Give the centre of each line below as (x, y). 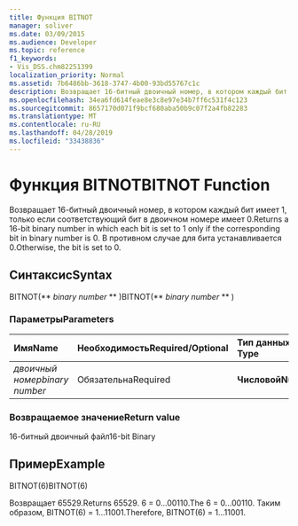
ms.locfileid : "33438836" (57, 141)
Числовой (259, 380)
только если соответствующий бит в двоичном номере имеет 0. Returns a (149, 219)
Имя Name (36, 348)
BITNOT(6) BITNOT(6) (49, 485)
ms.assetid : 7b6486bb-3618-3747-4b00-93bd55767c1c (105, 83)
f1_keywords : (33, 59)
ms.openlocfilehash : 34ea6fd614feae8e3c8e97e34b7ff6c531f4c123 (129, 100)
